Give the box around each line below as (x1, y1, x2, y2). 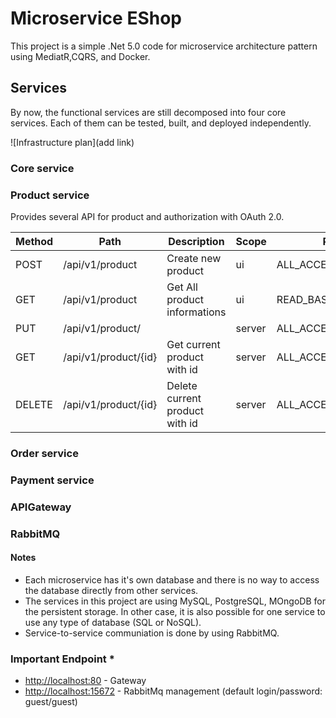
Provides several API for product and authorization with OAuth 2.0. (10, 210, 285, 222)
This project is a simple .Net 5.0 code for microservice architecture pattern (10, 40, 318, 52)
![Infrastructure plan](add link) (10, 136, 135, 148)
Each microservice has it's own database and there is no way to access (24, 573, 320, 586)
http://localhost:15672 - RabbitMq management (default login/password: (24, 685, 323, 697)
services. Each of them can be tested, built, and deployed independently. (10, 117, 312, 129)
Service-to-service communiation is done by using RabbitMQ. (24, 627, 280, 639)
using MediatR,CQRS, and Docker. (10, 50, 151, 62)
